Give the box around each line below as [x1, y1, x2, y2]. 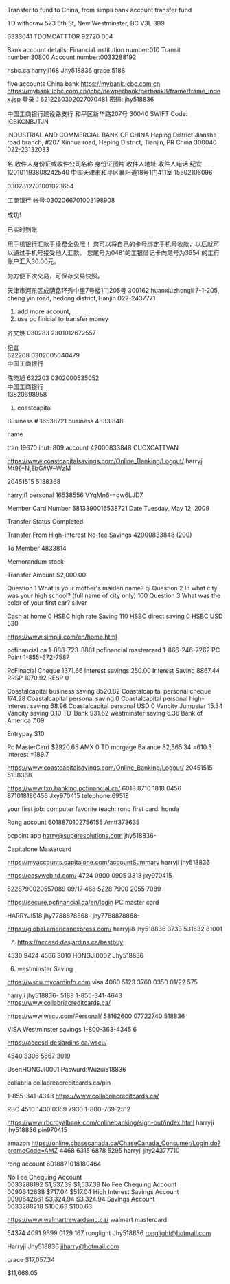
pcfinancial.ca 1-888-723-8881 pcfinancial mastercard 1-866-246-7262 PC [7, 646, 220, 654]
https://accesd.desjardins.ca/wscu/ [7, 1039, 108, 1047]
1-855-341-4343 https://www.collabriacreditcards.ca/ [7, 1092, 159, 1100]
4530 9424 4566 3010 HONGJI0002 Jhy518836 [7, 951, 144, 960]
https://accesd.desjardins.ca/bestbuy [16, 938, 124, 946]
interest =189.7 [7, 751, 49, 758]
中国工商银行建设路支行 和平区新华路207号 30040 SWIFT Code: [7, 110, 188, 118]
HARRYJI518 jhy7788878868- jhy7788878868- [7, 911, 141, 920]
